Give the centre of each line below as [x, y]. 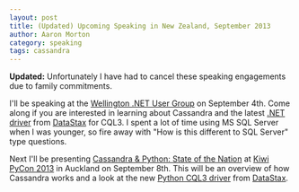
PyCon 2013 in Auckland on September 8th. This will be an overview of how [149, 169]
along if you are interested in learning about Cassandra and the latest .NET [147, 113]
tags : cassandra [40, 51]
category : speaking [46, 43]
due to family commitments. [61, 86]
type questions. [38, 142]
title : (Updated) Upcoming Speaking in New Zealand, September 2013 [140, 26]
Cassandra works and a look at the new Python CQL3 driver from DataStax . [149, 178]
